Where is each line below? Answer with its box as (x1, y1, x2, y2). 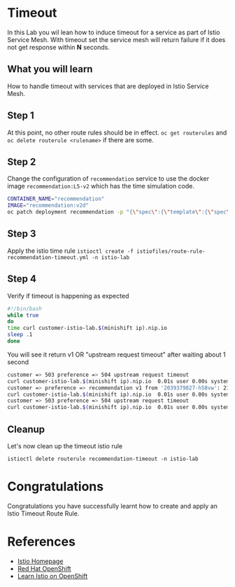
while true (7, 312, 39, 319)
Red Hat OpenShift (17, 564, 71, 572)
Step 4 (7, 273, 37, 285)
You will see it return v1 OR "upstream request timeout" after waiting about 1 (7, 350, 226, 359)
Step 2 (7, 156, 36, 167)
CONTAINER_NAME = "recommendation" (7, 195, 105, 202)
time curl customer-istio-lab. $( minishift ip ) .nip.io (7, 324, 168, 332)
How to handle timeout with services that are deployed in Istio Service (7, 82, 209, 90)
